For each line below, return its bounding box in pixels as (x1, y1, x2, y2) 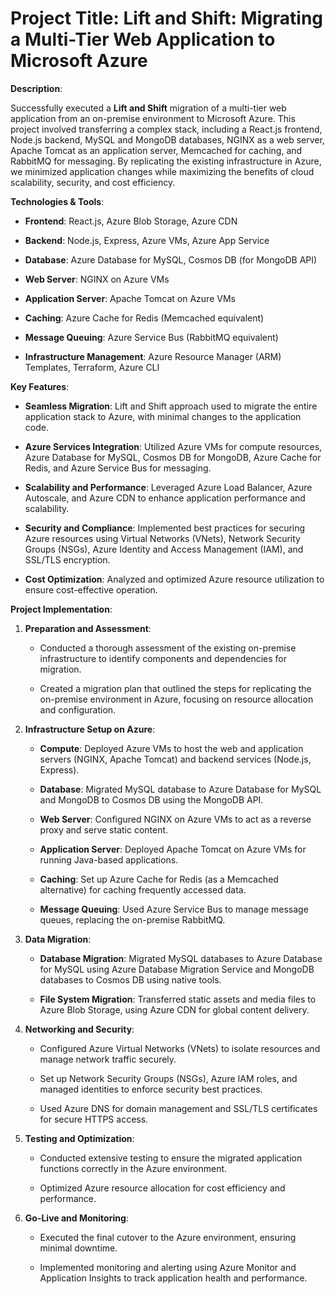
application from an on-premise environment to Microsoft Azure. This (10, 112, 296, 124)
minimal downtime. (39, 1242, 118, 1254)
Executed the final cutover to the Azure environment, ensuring (39, 1231, 297, 1243)
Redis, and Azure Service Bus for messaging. (24, 462, 212, 474)
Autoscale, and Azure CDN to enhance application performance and (24, 492, 306, 504)
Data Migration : (24, 933, 92, 945)
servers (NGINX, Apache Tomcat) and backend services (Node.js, (39, 753, 312, 765)
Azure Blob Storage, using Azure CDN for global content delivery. (39, 1003, 310, 1016)
